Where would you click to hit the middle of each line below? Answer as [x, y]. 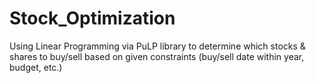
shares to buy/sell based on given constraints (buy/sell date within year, [157, 56]
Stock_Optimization [92, 18]
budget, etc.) [36, 67]
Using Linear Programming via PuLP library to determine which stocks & [157, 46]
